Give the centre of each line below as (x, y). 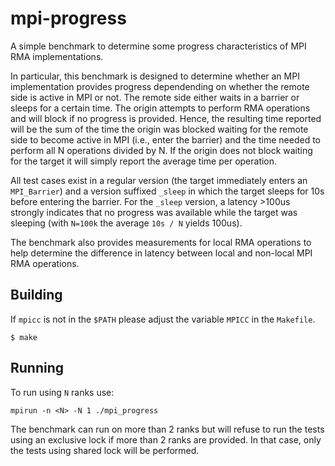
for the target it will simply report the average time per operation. (144, 161)
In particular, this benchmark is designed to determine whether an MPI (155, 76)
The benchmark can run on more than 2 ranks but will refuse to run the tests (167, 429)
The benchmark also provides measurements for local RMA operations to (161, 242)
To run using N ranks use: (62, 392)
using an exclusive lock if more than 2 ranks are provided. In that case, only (166, 439)
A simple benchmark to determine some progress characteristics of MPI (158, 46)
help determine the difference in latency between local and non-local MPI (161, 253)
